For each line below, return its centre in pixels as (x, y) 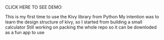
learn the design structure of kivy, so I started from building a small (74, 22)
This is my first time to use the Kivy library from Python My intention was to (82, 17)
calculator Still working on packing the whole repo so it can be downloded (81, 27)
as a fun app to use (25, 32)
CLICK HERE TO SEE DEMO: (34, 7)
